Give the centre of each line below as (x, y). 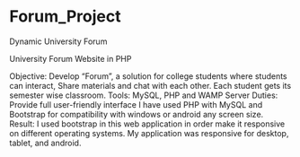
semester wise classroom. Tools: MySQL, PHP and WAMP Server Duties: (144, 95)
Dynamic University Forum (58, 41)
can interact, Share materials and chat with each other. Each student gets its (150, 85)
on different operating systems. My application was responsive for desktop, (149, 133)
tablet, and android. (45, 143)
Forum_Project (65, 17)
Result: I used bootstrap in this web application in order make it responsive (147, 124)
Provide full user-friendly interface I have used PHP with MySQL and (136, 104)
